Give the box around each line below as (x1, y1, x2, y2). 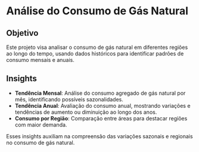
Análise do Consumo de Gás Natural (6, 4, 189, 18)
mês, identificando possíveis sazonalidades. (14, 95, 123, 103)
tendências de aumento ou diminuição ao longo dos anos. (14, 108, 157, 116)
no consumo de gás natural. (6, 139, 75, 146)
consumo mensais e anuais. (6, 57, 74, 63)
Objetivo (6, 28, 39, 38)
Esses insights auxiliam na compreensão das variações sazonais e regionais (6, 132, 193, 139)
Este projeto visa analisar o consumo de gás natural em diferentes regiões (6, 44, 188, 51)
